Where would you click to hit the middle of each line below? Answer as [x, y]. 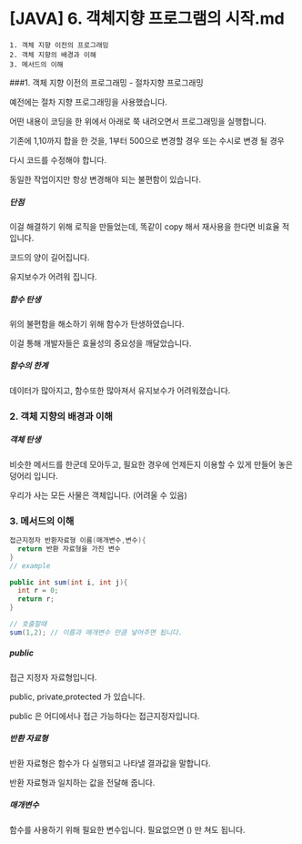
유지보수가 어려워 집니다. [53, 276]
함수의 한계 [29, 366]
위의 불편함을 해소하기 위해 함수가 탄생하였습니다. [97, 323]
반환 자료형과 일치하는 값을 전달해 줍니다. [82, 782]
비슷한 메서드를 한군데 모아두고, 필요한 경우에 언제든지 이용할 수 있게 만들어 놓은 [151, 464]
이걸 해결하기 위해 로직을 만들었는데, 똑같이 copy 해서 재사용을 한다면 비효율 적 [150, 226]
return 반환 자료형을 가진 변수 [69, 549]
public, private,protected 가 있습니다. [77, 697]
